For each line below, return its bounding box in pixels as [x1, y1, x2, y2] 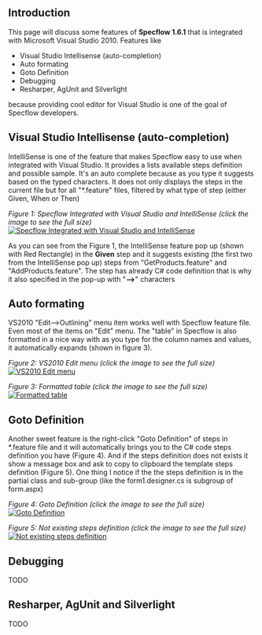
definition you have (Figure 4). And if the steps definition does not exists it [8, 451, 249, 460]
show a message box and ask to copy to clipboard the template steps [8, 459, 234, 469]
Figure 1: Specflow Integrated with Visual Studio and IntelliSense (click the [8, 209, 249, 218]
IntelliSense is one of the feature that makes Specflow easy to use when [8, 151, 242, 161]
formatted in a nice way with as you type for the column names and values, [8, 335, 252, 344]
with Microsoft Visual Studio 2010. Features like [8, 35, 162, 45]
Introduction [8, 6, 71, 20]
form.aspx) [8, 485, 44, 494]
